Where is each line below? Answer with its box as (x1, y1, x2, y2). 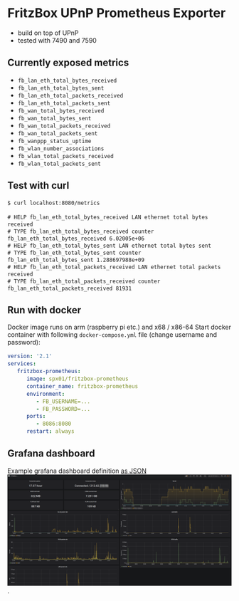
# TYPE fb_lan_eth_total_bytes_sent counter (7, 249, 142, 256)
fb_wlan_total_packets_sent (17, 160, 101, 167)
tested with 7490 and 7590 (17, 36, 97, 44)
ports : (26, 413, 46, 420)
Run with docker (7, 304, 82, 316)
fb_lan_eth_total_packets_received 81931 (7, 285, 132, 292)
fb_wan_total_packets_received (17, 122, 111, 130)
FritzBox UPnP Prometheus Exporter (7, 5, 226, 21)
